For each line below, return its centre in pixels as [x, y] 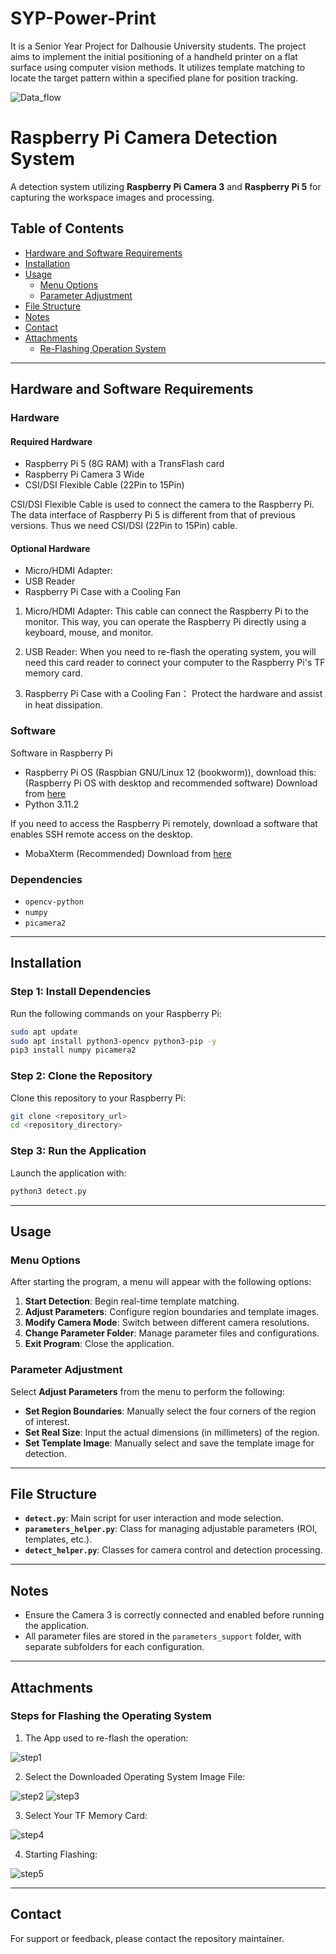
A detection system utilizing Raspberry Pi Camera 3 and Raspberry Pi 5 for [166, 186]
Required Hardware [51, 441]
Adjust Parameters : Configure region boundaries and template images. [172, 1312]
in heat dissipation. [63, 705]
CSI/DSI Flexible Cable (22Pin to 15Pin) [104, 485]
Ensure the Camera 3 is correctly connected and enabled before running [174, 1615]
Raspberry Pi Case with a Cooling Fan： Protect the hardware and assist [173, 694]
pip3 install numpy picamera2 [73, 1050]
